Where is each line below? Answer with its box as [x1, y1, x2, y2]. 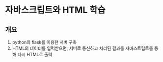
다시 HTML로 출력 [17, 52, 53, 57]
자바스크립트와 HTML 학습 [5, 4, 106, 16]
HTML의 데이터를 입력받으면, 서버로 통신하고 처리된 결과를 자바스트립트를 [12, 45, 153, 51]
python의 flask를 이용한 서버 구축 [12, 40, 77, 45]
